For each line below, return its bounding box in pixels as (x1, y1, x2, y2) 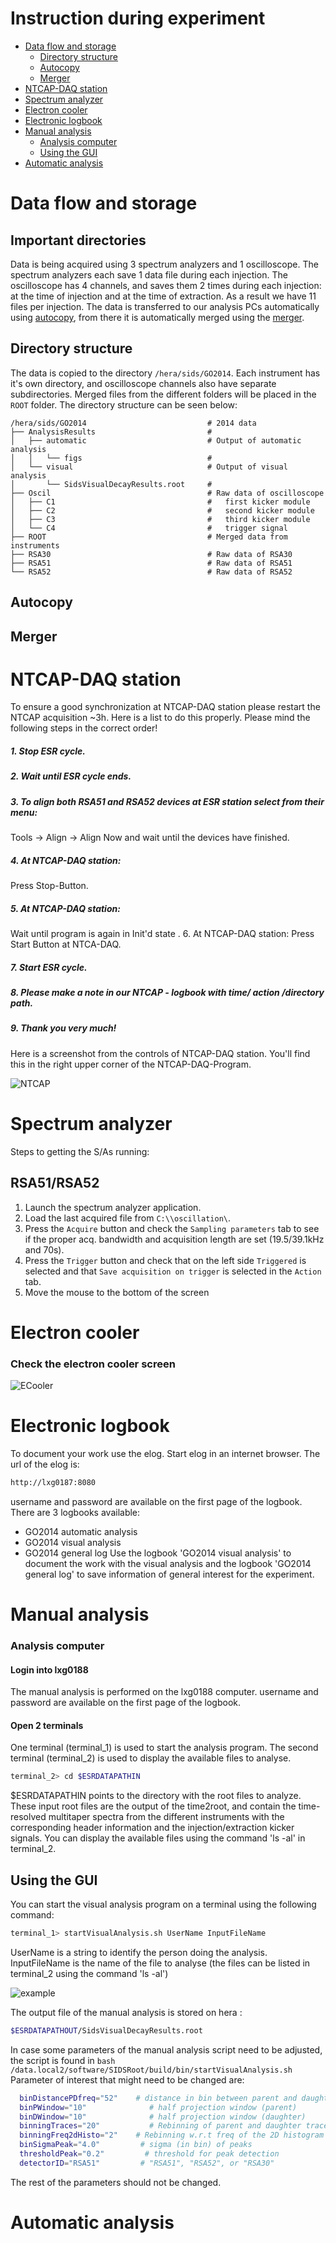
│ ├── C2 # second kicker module (10, 505, 315, 516)
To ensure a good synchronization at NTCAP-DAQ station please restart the (10, 701, 321, 713)
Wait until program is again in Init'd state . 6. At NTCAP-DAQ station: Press (10, 928, 315, 940)
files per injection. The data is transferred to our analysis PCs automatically (10, 300, 320, 312)
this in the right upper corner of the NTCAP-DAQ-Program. (10, 1058, 252, 1070)
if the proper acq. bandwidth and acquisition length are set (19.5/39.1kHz (24, 1233, 325, 1245)
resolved (10, 1811, 47, 1823)
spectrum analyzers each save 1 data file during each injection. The (10, 268, 288, 281)
